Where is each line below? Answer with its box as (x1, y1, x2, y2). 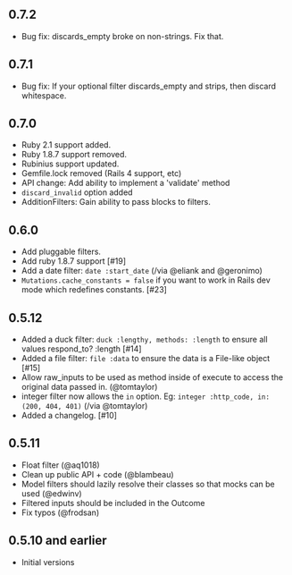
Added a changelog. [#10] (21, 410, 118, 421)
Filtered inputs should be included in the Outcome (21, 497, 205, 508)
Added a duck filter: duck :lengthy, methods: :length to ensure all (21, 334, 269, 345)
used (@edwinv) (21, 487, 82, 499)
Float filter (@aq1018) (21, 460, 100, 470)
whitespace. (21, 89, 67, 101)
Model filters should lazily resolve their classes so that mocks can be (21, 478, 275, 489)
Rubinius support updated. (21, 158, 120, 169)
